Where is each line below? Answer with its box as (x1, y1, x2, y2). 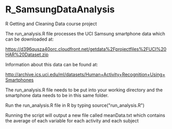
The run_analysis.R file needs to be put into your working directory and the (5, 86, 163, 93)
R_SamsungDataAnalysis (5, 4, 115, 15)
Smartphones (5, 77, 34, 83)
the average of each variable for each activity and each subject (5, 117, 139, 124)
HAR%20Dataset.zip (5, 51, 49, 58)
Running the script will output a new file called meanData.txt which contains (5, 112, 165, 118)
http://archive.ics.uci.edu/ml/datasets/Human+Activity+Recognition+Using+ (5, 71, 165, 78)
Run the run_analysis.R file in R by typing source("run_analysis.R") (5, 102, 145, 108)
